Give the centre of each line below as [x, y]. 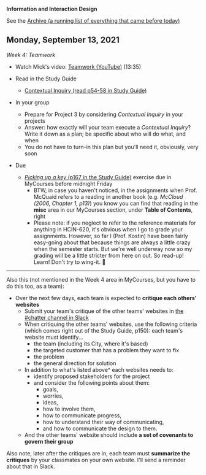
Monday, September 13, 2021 [63, 40]
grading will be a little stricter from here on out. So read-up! [109, 255]
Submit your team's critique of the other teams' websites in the [104, 311]
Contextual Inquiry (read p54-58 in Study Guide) [86, 90]
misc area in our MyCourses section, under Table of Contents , [113, 210]
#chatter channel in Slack [56, 317]
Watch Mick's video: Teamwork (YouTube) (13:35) [78, 66]
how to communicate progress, [82, 415]
